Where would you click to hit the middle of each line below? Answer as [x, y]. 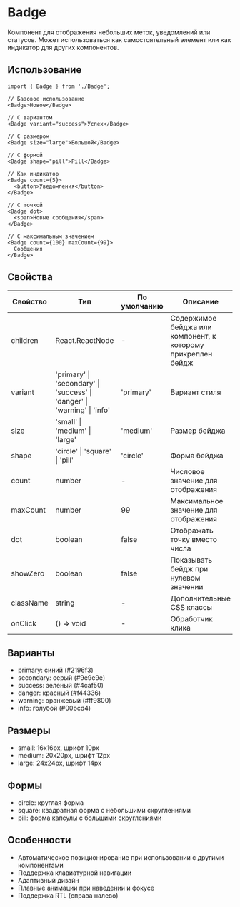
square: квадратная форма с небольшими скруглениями [104, 810]
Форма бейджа [197, 456]
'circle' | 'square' [84, 451]
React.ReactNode [85, 340]
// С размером [29, 136]
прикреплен [191, 354]
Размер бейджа [198, 431]
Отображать [192, 531]
